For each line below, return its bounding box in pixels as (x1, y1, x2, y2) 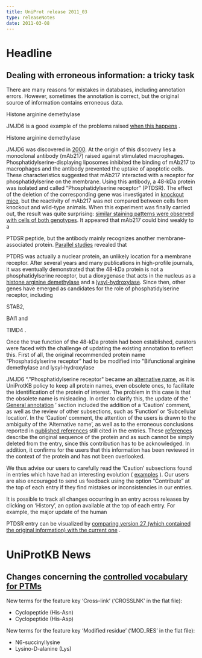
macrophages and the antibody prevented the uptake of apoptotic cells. (6, 165, 185, 172)
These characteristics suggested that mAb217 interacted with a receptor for (6, 172, 195, 179)
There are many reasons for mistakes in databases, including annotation (6, 86, 186, 94)
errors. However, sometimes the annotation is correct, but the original (6, 93, 179, 100)
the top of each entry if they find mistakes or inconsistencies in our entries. (6, 484, 193, 491)
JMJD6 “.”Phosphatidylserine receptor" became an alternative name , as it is (6, 376, 195, 383)
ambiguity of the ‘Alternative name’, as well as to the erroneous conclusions (6, 421, 194, 428)
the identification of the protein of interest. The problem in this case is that (6, 388, 191, 396)
